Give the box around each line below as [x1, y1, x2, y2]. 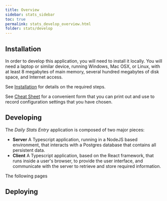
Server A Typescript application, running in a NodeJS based [12, 136, 138, 142]
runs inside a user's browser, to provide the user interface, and [12, 158, 143, 164]
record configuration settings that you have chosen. [5, 98, 113, 105]
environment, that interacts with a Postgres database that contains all [12, 142, 156, 148]
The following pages [5, 173, 48, 179]
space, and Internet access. [5, 74, 63, 80]
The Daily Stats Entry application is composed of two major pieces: [5, 127, 145, 133]
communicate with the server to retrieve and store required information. [12, 163, 161, 169]
